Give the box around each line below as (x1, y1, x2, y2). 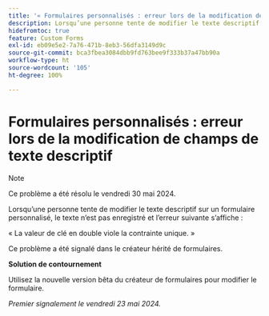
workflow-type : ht (8, 57, 70, 65)
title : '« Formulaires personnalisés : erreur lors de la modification (8, 11, 252, 20)
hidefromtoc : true (8, 26, 70, 34)
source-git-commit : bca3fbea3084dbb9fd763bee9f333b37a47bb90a (8, 49, 220, 57)
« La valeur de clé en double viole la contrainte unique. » (8, 228, 195, 238)
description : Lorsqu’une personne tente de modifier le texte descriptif (8, 19, 260, 27)
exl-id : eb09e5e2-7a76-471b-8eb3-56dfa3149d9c (8, 42, 167, 50)
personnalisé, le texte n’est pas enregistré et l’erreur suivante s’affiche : (8, 213, 243, 222)
